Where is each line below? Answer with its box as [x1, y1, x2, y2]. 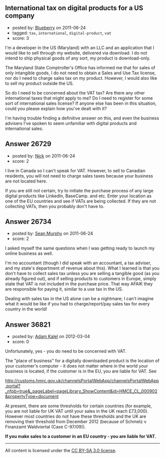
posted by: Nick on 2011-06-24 [12, 153, 75, 159]
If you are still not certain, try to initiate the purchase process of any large [5, 187, 154, 193]
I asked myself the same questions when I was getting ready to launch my [5, 245, 155, 251]
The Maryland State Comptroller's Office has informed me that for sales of [5, 64, 156, 70]
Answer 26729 [5, 140, 52, 148]
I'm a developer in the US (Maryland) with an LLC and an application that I [5, 44, 155, 51]
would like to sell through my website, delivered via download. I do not [5, 50, 147, 56]
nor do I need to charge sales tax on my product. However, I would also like [5, 75, 157, 81]
